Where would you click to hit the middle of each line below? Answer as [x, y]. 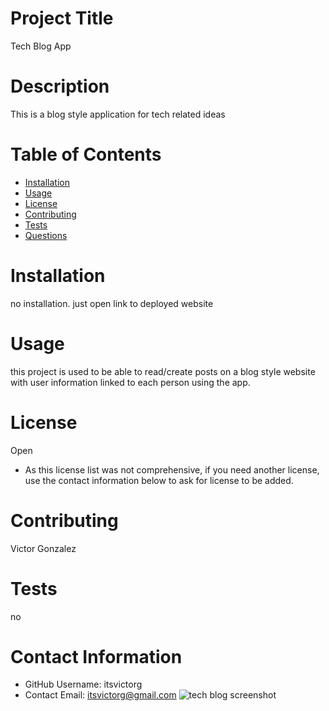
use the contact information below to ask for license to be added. [159, 480]
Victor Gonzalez [43, 548]
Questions [46, 235]
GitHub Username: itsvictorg [83, 684]
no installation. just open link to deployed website [112, 303]
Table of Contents [86, 154]
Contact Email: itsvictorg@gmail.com [100, 695]
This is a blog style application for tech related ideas [118, 114]
